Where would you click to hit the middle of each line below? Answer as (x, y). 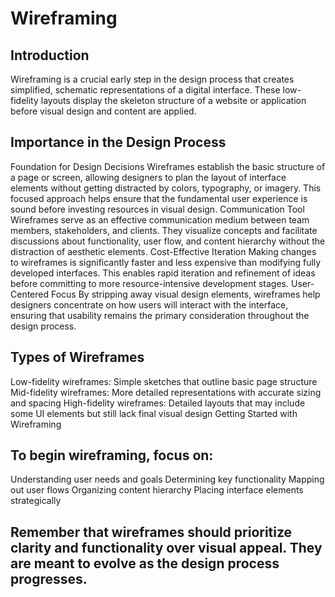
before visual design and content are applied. (103, 111)
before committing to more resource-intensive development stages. (150, 283)
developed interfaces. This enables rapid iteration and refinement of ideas (163, 273)
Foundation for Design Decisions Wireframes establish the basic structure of (168, 166)
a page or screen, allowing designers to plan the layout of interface (148, 177)
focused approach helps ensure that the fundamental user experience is (159, 198)
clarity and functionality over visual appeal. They (166, 547)
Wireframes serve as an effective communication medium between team (160, 219)
